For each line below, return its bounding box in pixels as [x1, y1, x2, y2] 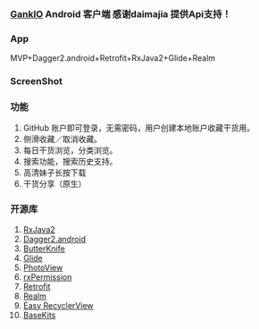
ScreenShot [10, 75, 63, 88]
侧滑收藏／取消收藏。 [22, 134, 102, 145]
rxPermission [22, 271, 72, 283]
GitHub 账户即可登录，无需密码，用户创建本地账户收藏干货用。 [22, 122, 255, 133]
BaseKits [22, 309, 56, 320]
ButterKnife [22, 243, 65, 254]
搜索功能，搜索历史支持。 [22, 156, 118, 167]
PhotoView [22, 262, 63, 273]
